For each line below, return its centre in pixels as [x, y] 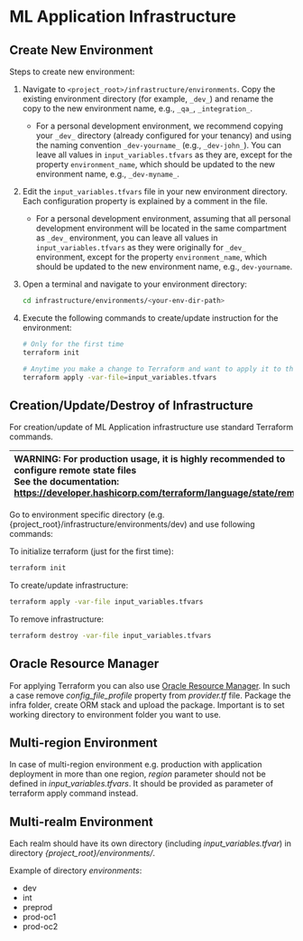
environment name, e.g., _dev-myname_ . [108, 174]
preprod [37, 908]
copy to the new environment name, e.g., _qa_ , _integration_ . [138, 108]
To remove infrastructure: [57, 619]
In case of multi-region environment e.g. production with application [136, 765]
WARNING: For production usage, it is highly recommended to [150, 459]
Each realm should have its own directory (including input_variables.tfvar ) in [150, 843]
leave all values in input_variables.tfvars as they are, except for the [164, 155]
